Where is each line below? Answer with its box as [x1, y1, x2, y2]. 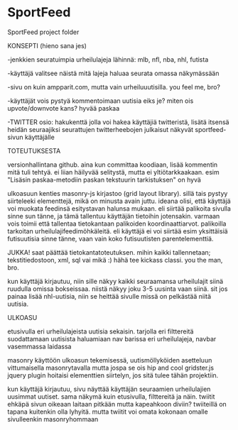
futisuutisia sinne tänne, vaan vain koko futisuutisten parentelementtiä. [7, 234, 214, 243]
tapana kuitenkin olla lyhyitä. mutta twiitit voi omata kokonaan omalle [7, 407, 208, 416]
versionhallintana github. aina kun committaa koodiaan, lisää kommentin [7, 160, 218, 169]
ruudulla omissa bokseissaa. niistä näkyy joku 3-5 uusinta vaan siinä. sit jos [7, 285, 228, 293]
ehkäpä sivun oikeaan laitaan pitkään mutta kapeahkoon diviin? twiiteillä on [7, 399, 227, 408]
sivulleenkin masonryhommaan [7, 414, 99, 423]
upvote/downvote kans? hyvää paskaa [7, 104, 120, 112]
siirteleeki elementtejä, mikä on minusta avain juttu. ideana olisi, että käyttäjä [7, 197, 231, 205]
